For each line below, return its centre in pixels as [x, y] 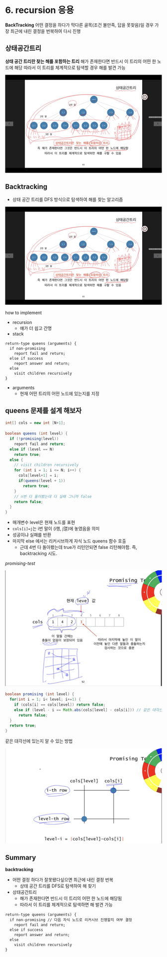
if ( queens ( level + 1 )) [42, 481]
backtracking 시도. [39, 553]
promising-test [20, 563]
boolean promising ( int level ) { [40, 694]
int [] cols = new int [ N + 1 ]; [35, 423]
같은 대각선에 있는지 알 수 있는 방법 [39, 741]
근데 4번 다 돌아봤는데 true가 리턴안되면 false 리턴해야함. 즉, [79, 547]
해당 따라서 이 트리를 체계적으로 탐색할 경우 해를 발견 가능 [70, 67]
